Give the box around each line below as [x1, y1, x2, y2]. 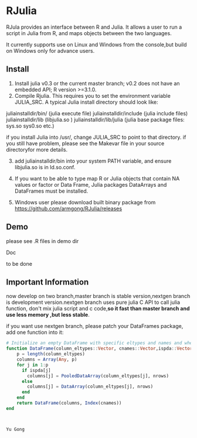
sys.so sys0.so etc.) [6, 122, 55, 129]
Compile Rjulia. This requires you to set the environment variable [14, 92, 171, 99]
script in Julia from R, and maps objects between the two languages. [6, 29, 172, 36]
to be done [6, 260, 32, 267]
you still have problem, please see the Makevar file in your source [6, 139, 165, 147]
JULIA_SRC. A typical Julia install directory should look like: [14, 98, 158, 105]
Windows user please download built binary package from [14, 199, 156, 206]
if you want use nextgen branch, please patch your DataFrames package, [6, 323, 184, 330]
